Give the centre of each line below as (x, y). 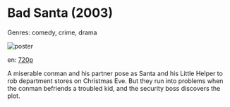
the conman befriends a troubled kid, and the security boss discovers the (114, 88)
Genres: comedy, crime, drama (52, 32)
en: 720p (20, 59)
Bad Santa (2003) (60, 13)
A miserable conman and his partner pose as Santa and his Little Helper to (115, 73)
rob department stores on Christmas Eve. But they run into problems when (115, 81)
